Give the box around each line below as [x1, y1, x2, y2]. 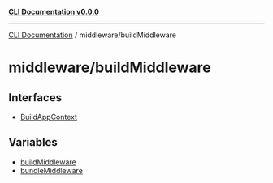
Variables [8, 135, 58, 149]
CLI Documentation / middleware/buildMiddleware [8, 30, 177, 40]
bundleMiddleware [19, 165, 84, 175]
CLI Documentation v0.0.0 [8, 7, 100, 16]
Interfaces [8, 91, 63, 104]
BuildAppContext [19, 113, 78, 121]
